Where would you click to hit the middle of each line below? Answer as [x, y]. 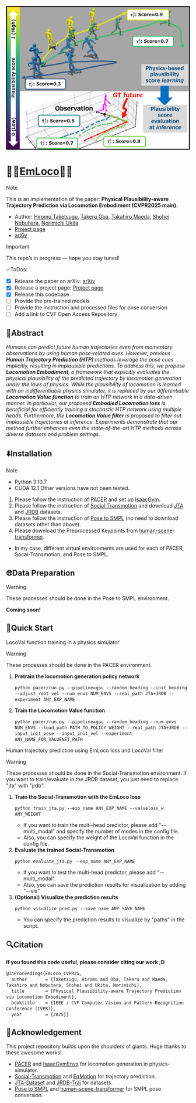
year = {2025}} [40, 1015]
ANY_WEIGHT [28, 814]
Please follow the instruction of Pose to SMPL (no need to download [96, 518]
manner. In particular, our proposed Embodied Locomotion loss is [86, 403]
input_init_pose [34, 733]
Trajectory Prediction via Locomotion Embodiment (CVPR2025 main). [92, 205]
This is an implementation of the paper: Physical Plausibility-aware [87, 199]
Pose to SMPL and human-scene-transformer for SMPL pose [88, 1089]
